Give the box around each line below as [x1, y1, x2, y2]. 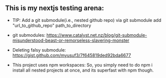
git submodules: [12, 32, 46, 38]
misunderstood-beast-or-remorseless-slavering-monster [12, 37, 130, 43]
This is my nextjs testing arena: [5, 4, 104, 12]
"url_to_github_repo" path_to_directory [12, 22, 91, 28]
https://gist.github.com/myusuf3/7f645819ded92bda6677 [12, 52, 131, 58]
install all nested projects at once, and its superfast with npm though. [12, 67, 154, 73]
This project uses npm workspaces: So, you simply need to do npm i [12, 62, 153, 68]
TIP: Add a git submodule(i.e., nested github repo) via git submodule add [12, 17, 162, 23]
